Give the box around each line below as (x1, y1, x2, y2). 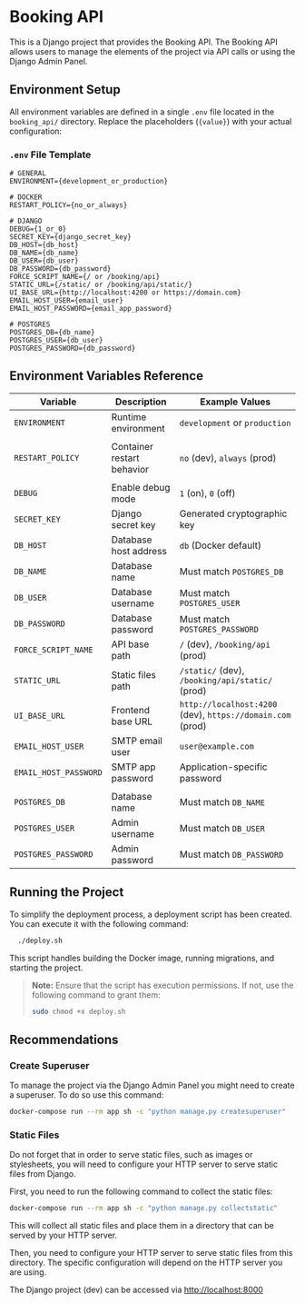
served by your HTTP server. (9, 1229, 118, 1241)
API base (111, 638, 150, 651)
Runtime (111, 411, 147, 423)
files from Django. (9, 1169, 76, 1180)
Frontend (111, 703, 150, 716)
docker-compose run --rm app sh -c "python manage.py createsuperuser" (9, 1107, 286, 1117)
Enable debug (111, 481, 171, 493)
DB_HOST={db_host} (9, 241, 79, 250)
